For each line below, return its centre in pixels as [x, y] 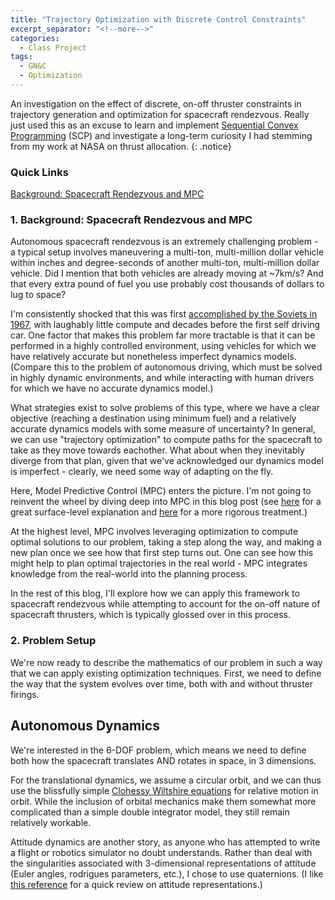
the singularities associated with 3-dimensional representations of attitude [163, 863]
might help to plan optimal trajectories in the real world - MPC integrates [159, 563]
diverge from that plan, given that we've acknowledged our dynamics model [167, 461]
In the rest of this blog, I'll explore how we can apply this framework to [155, 593]
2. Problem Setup [53, 641]
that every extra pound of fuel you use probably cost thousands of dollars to [167, 284]
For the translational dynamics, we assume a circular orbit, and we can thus [166, 780]
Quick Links [39, 172]
